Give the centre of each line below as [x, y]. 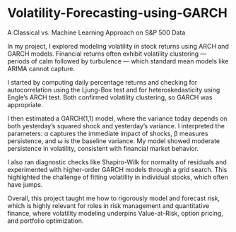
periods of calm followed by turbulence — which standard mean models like [118, 61]
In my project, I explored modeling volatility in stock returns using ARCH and [118, 46]
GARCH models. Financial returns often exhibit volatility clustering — [107, 54]
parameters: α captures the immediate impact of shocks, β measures [108, 133]
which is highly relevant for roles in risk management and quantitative [108, 205]
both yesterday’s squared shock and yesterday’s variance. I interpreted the [116, 126]
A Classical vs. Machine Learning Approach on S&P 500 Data [96, 32]
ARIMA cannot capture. [41, 68]
